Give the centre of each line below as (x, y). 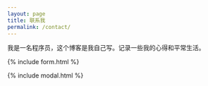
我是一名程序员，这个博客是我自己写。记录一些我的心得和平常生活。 (106, 48)
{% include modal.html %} (45, 75)
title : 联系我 (26, 20)
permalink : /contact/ (39, 27)
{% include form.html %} (43, 62)
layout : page (26, 14)
